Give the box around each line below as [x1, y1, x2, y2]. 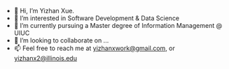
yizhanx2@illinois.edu [13, 54, 77, 62]
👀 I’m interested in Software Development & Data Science [13, 14, 180, 22]
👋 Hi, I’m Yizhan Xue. [13, 7, 75, 15]
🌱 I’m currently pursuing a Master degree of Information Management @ [13, 22, 223, 29]
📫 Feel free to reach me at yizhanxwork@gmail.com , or [13, 44, 175, 52]
